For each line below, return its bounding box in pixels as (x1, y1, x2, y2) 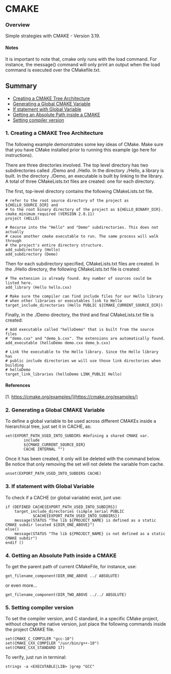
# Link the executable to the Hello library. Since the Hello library (5, 349, 159, 354)
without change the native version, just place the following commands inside (5, 621, 166, 627)
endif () (5, 540, 24, 545)
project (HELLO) (5, 215, 40, 221)
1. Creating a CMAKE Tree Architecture (5, 130, 104, 137)
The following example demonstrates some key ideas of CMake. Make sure (5, 141, 163, 147)
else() (5, 526, 19, 532)
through (5, 238, 22, 243)
